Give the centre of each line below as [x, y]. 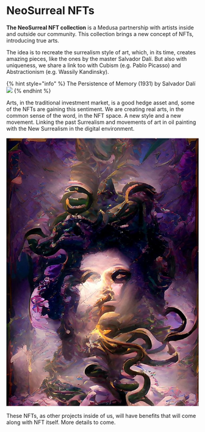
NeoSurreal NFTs [50, 11]
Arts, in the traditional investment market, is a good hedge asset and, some [101, 103]
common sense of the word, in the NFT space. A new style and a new [94, 115]
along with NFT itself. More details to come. [61, 422]
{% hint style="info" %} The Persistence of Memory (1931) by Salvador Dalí [101, 84]
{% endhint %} [32, 91]
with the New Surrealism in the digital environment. [70, 128]
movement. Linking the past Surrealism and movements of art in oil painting [101, 122]
